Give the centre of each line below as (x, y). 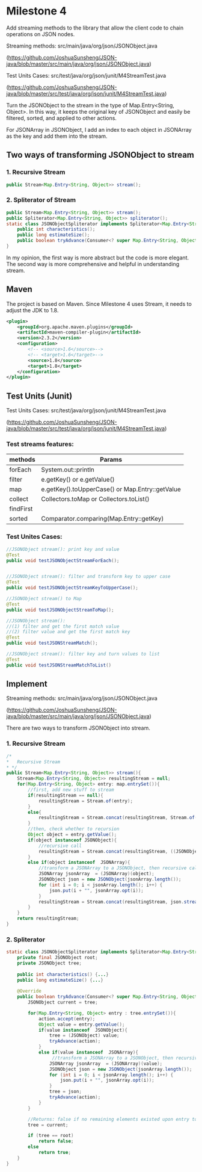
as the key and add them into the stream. (57, 136)
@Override (29, 991)
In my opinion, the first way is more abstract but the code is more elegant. (98, 258)
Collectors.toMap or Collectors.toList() (95, 499)
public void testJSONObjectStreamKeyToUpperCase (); (72, 588)
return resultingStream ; (48, 919)
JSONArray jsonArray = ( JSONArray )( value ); (106, 1064)
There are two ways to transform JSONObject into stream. (78, 728)
